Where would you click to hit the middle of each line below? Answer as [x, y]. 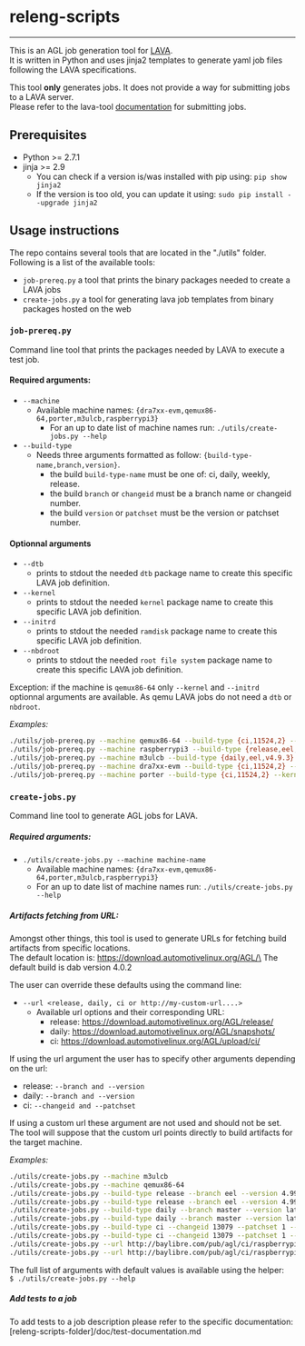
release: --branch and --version [84, 1086]
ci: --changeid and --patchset [79, 1105]
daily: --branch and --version [79, 1095]
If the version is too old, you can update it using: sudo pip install [160, 194]
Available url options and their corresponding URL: [130, 1012]
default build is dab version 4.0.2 [71, 967]
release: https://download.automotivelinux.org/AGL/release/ [162, 1022]
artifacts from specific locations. [70, 948]
